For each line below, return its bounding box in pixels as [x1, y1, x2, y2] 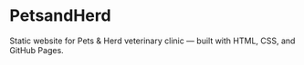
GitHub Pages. [9, 44, 64, 55]
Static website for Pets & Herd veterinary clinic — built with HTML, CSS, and [9, 35, 296, 46]
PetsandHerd [9, 5, 111, 26]
